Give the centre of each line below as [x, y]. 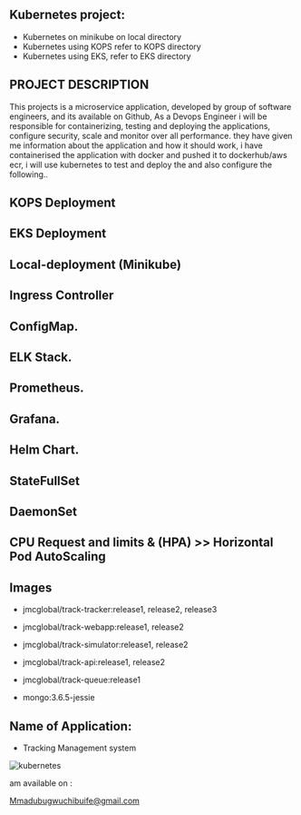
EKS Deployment [58, 234]
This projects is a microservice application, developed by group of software [150, 106]
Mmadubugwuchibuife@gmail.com [75, 800]
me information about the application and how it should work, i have [136, 145]
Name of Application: [71, 726]
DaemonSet [43, 511]
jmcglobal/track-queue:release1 [82, 680]
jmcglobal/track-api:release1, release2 [94, 662]
